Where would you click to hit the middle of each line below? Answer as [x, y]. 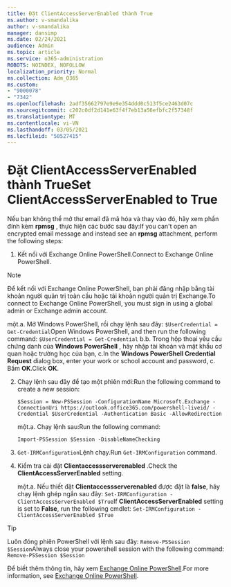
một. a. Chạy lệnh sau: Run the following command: [89, 427]
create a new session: [48, 389]
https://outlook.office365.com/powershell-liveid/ [135, 408]
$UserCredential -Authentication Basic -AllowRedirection [137, 414]
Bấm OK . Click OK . [33, 369]
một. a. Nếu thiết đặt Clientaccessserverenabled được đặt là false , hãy [118, 487]
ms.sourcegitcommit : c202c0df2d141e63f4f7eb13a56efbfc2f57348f [100, 110]
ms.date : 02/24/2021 [37, 40]
